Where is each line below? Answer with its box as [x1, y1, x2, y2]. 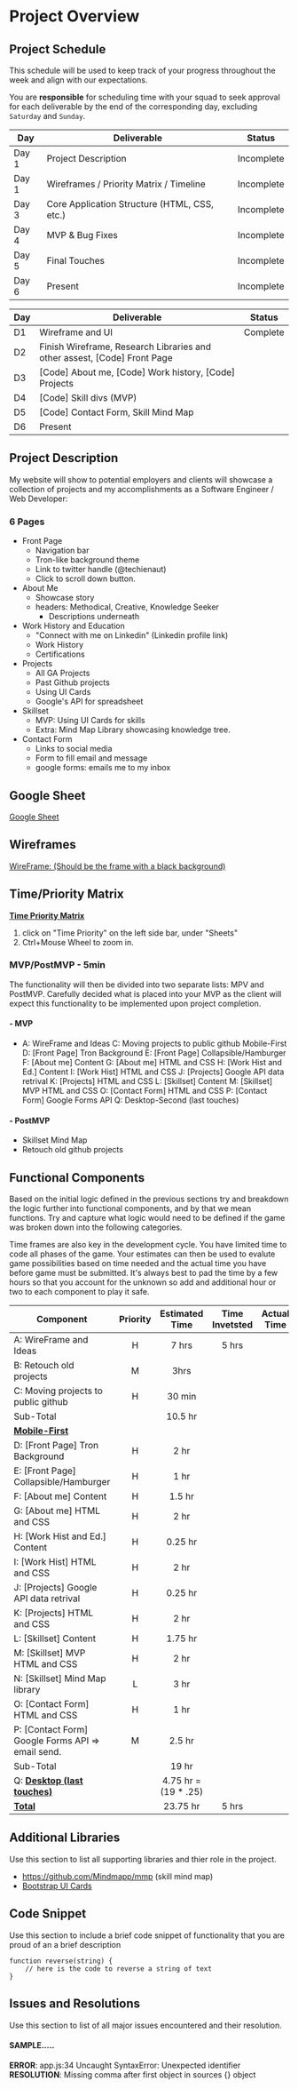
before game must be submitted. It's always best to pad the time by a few [9, 1268, 278, 1279]
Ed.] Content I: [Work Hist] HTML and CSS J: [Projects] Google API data [21, 1066, 285, 1077]
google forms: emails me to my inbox [35, 762, 171, 773]
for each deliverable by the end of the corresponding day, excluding [9, 101, 258, 112]
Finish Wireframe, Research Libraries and [39, 340, 211, 353]
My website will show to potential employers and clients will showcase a [9, 474, 273, 485]
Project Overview [9, 6, 140, 27]
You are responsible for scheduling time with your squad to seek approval [9, 92, 281, 102]
